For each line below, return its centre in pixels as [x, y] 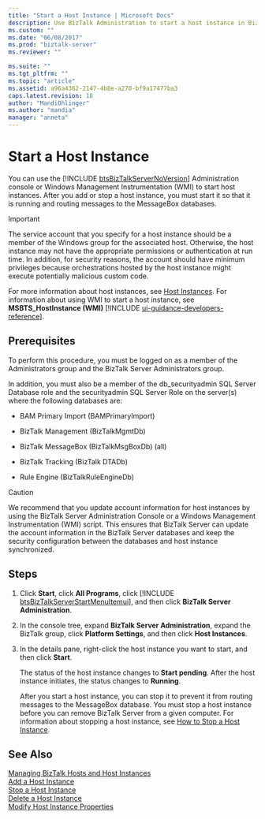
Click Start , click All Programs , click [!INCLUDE [97, 593]
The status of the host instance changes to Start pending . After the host [137, 672]
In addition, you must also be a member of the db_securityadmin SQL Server [132, 384]
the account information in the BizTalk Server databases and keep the [121, 532]
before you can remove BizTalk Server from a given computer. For [127, 713]
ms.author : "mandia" [42, 110]
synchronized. [32, 549]
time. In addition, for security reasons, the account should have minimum [127, 259]
